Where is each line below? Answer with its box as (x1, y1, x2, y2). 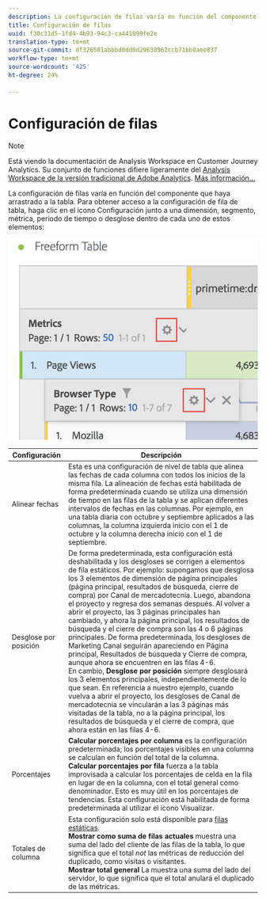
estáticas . (68, 823, 101, 832)
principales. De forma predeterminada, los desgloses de (68, 633, 251, 642)
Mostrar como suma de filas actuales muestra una (68, 831, 237, 841)
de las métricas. (68, 881, 120, 891)
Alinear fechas (11, 500, 59, 509)
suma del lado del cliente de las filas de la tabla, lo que (68, 839, 245, 849)
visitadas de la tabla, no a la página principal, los (68, 709, 226, 718)
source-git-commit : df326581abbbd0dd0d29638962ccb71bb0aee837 (8, 46, 218, 55)
